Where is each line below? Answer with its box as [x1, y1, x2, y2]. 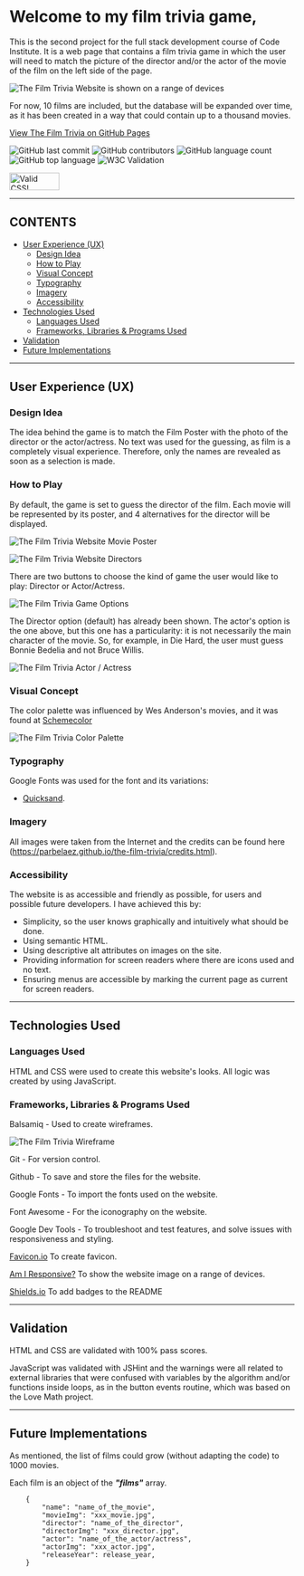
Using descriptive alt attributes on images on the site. [22, 944, 222, 956]
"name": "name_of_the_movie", [42, 1503, 156, 1512]
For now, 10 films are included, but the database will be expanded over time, [9, 100, 293, 110]
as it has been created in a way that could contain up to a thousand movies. [9, 110, 291, 120]
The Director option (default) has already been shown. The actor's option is [9, 616, 290, 626]
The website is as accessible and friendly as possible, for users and [9, 889, 262, 900]
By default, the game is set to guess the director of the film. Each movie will [9, 499, 291, 510]
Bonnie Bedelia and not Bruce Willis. [9, 645, 145, 655]
